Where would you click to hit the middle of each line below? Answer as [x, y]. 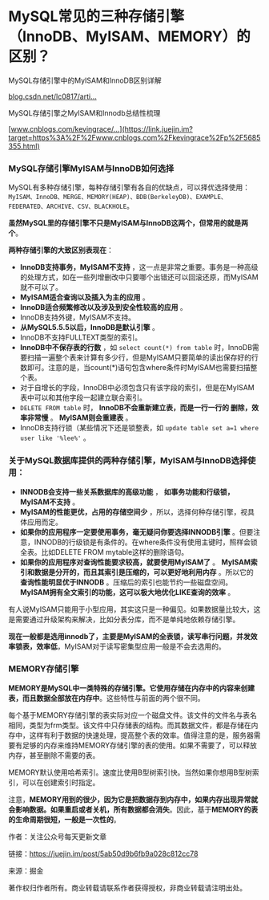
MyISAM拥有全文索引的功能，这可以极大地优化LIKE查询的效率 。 [127, 592]
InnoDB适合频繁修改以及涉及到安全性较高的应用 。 [104, 307]
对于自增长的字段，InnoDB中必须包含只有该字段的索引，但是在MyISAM [137, 388]
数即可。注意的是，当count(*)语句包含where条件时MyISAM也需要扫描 [135, 368]
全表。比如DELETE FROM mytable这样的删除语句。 [104, 552]
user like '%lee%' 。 [55, 438]
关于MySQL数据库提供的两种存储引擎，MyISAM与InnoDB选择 [128, 461]
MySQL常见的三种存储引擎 [96, 16]
